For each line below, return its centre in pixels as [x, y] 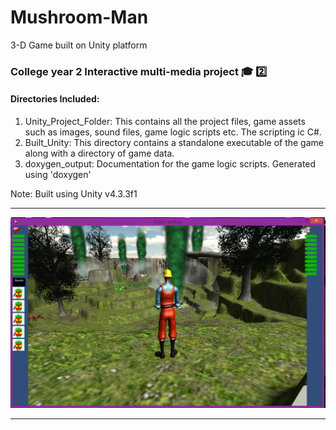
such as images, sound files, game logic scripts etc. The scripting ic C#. [173, 132]
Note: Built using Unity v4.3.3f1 [74, 194]
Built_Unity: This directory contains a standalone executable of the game [174, 143]
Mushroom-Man [79, 17]
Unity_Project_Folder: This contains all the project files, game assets [165, 122]
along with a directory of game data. [99, 153]
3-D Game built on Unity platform [79, 45]
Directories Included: [55, 99]
